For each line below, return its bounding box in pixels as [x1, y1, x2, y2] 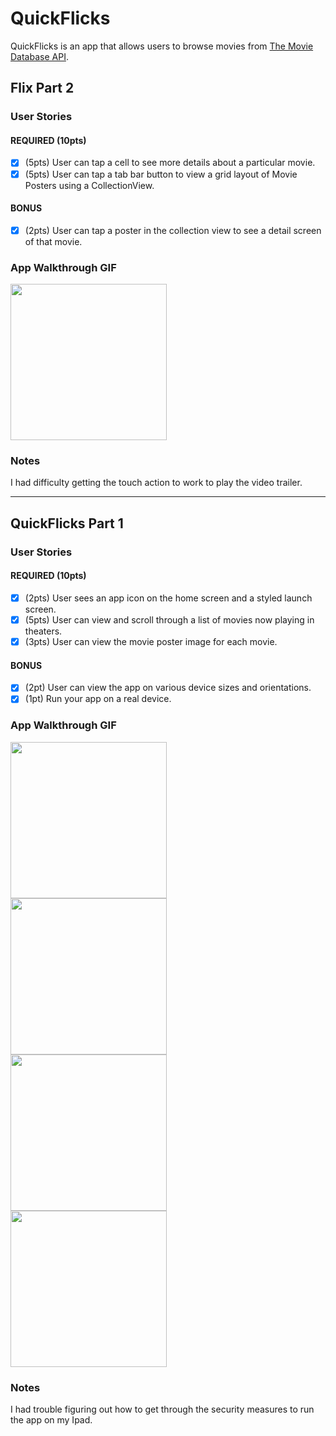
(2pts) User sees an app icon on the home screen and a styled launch [24, 592, 313, 604]
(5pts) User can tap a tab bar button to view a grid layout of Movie [24, 168, 298, 180]
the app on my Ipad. [10, 1414, 93, 1426]
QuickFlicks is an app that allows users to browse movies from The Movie [10, 40, 314, 52]
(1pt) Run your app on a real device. [24, 693, 172, 705]
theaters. [24, 625, 63, 637]
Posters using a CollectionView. [24, 179, 155, 191]
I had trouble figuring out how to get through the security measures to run [10, 1403, 315, 1416]
